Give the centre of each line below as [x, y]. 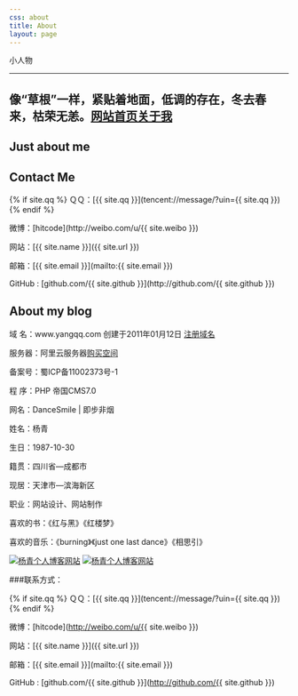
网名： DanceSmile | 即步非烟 [62, 409]
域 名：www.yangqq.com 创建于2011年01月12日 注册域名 [112, 333]
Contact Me [42, 177]
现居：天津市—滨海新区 [52, 484]
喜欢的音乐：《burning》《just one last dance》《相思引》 [108, 541]
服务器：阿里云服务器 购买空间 [63, 353]
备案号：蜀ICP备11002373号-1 [63, 372]
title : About [33, 26]
